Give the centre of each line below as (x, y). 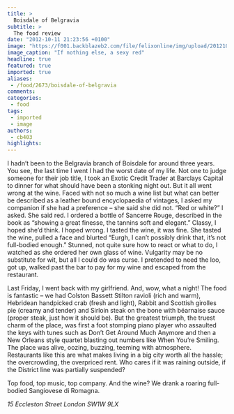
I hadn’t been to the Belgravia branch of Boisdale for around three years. (111, 163)
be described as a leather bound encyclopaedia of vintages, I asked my (110, 200)
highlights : (24, 144)
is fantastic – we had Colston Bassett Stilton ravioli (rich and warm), (104, 296)
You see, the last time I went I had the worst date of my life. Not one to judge (117, 171)
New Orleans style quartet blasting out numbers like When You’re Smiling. (113, 340)
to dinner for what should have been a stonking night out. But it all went (110, 186)
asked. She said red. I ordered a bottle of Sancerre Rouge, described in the (115, 215)
